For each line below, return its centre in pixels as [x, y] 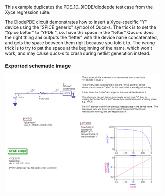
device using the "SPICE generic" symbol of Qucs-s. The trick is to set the [81, 27]
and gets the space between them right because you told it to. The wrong [80, 43]
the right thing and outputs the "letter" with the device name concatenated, [82, 37]
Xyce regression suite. [28, 12]
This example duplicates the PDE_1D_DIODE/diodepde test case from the [79, 7]
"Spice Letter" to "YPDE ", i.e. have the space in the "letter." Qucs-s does [80, 32]
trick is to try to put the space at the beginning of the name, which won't [79, 48]
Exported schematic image [38, 66]
